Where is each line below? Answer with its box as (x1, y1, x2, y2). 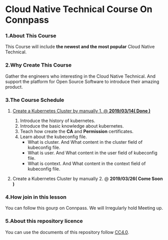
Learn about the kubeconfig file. (20, 134, 87, 140)
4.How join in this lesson (5, 194, 67, 200)
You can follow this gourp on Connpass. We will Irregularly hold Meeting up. (5, 205, 163, 211)
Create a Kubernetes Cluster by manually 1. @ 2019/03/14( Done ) (12, 108, 151, 114)
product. (5, 84, 23, 90)
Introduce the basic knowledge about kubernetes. (20, 123, 124, 129)
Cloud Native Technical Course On (5, 4, 153, 15)
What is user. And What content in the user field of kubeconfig (27, 150, 157, 156)
